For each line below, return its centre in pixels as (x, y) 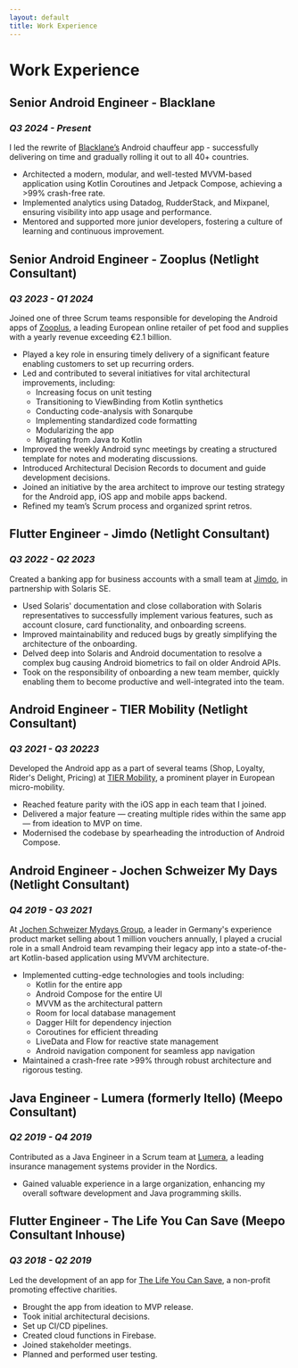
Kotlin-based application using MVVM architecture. (115, 958)
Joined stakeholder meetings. (77, 1345)
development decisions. (66, 477)
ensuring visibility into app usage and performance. (117, 212)
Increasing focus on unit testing (94, 393)
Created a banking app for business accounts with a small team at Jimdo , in (149, 579)
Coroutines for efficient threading (97, 1032)
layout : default (39, 17)
